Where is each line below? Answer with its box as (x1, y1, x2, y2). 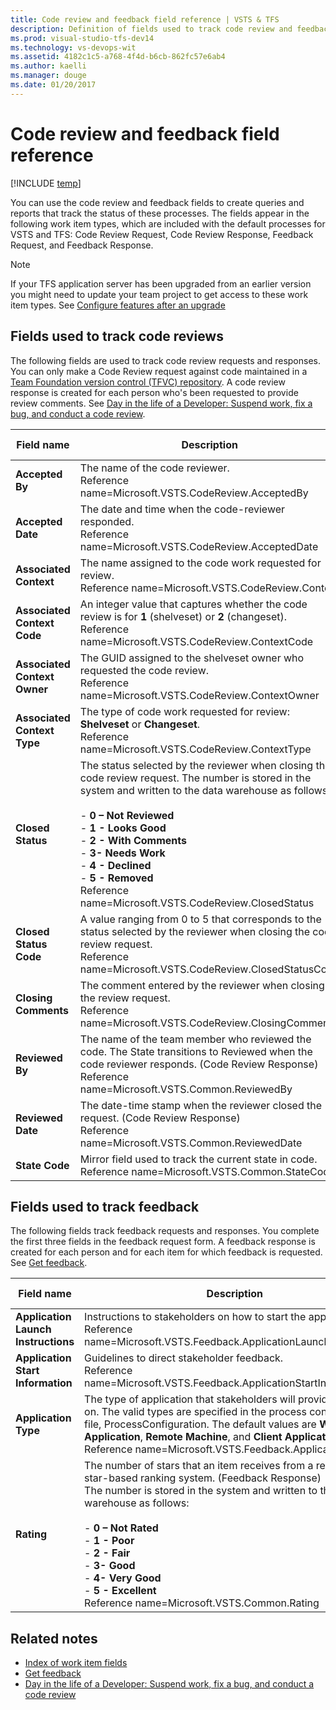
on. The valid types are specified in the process (84, 1405, 307, 1419)
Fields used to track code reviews (10, 328, 224, 345)
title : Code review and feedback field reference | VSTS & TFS (10, 14, 280, 25)
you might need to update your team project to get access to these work (10, 288, 309, 300)
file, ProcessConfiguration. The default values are (84, 1417, 317, 1431)
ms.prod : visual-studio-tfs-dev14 (10, 33, 155, 43)
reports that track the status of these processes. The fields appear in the (10, 207, 310, 219)
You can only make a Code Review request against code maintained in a (10, 365, 308, 377)
